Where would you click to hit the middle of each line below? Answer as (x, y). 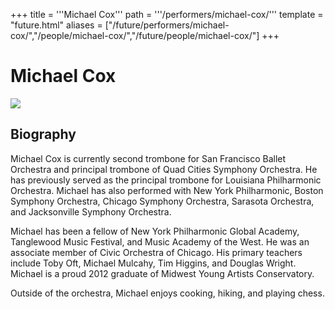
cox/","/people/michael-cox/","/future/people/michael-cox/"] (135, 35)
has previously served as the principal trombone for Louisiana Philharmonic (166, 180)
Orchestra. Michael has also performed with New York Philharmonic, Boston (167, 190)
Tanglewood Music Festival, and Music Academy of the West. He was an (160, 241)
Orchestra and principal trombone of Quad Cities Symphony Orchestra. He (164, 169)
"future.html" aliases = (56, 25)
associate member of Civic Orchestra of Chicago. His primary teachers (156, 252)
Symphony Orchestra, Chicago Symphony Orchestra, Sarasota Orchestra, (162, 201)
